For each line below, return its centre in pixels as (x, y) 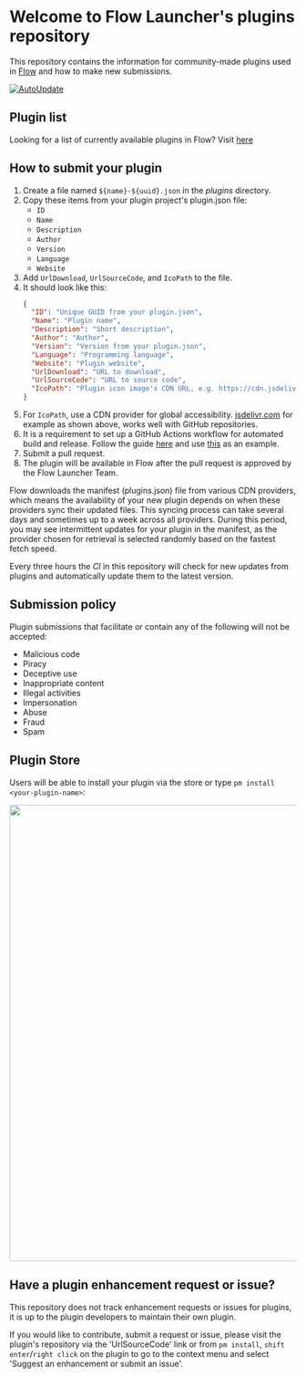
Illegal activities (51, 693)
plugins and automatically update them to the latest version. (122, 576)
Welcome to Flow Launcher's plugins (153, 17)
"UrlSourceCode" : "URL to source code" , (109, 381)
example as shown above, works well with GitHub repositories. (140, 424)
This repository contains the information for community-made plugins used (150, 61)
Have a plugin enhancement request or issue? (143, 1285)
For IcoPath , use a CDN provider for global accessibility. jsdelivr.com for (158, 415)
